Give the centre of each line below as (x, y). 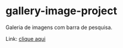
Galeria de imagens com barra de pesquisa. (59, 27)
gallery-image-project (61, 11)
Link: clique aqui (26, 39)
